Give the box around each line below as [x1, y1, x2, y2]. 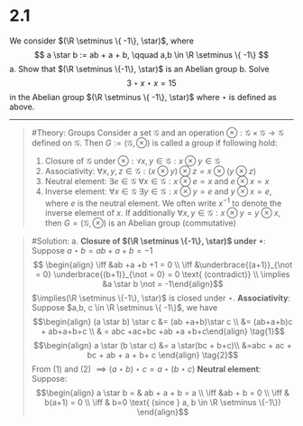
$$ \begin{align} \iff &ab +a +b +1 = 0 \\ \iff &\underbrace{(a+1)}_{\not [32, 259, 293, 270]
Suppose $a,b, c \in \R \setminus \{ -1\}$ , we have [31, 301, 218, 312]
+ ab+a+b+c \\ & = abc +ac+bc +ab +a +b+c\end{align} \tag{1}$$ [40, 326, 286, 337]
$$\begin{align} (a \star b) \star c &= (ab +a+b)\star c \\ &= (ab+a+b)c [32, 316, 293, 327]
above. [9, 101, 35, 112]
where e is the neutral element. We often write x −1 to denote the [44, 196, 282, 208]
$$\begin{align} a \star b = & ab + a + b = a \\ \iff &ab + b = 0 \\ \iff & [35, 387, 290, 398]
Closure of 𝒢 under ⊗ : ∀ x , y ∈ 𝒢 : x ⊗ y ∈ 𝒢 [44, 155, 221, 166]
